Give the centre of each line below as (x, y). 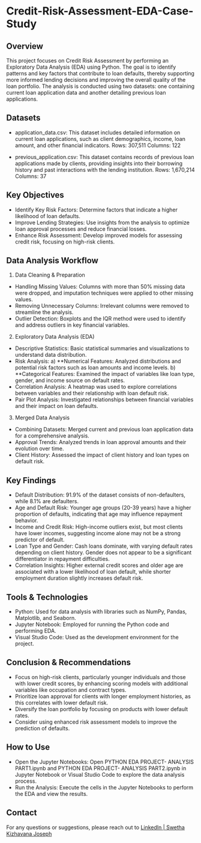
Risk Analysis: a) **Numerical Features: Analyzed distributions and (98, 361)
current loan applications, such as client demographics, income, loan (100, 139)
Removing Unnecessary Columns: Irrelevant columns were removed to (102, 306)
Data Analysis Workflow (52, 261)
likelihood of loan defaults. (48, 216)
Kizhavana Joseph (29, 833)
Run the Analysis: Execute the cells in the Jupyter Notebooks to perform (104, 787)
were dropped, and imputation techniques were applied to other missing (104, 293)
